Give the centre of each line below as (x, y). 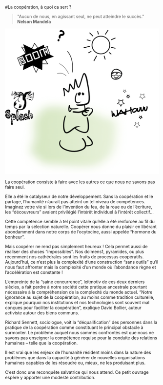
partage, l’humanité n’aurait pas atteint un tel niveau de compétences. (75, 202)
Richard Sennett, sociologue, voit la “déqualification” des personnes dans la (81, 322)
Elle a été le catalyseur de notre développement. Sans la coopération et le (79, 196)
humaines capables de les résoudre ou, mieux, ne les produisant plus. (75, 363)
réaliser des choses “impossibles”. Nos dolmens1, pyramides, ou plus (75, 252)
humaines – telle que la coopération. (41, 343)
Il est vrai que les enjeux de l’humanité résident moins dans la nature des (78, 352)
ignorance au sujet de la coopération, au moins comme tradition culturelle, (80, 297)
